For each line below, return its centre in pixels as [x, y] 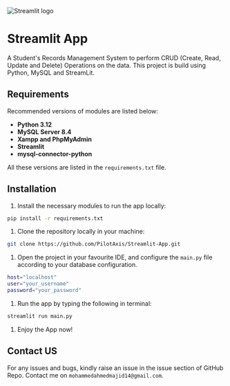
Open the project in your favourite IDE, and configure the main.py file [115, 257]
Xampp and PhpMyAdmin [54, 139]
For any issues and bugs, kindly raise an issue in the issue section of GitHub [115, 368]
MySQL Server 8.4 [44, 131]
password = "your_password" [44, 291]
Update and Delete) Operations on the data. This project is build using [106, 65]
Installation [32, 189]
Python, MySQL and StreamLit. [51, 73]
